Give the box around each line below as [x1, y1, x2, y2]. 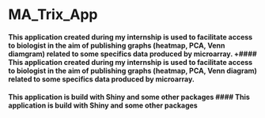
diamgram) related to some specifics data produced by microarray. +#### [8, 49, 257, 59]
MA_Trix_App [8, 6, 98, 24]
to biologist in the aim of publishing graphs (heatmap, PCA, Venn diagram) [8, 66, 257, 75]
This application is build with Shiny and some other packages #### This [8, 93, 251, 102]
